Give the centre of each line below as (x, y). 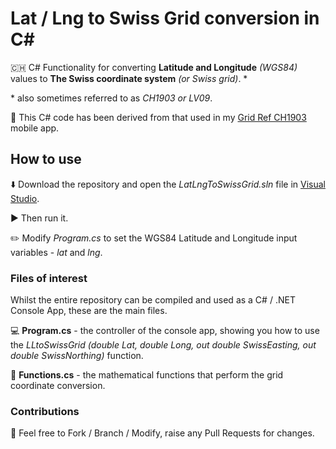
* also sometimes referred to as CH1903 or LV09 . (111, 98)
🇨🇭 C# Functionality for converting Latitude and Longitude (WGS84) (154, 67)
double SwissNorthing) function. (77, 356)
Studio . (25, 198)
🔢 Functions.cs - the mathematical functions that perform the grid (147, 375)
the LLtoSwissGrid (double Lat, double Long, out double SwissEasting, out (163, 345)
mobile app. (35, 128)
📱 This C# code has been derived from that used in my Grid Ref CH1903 (158, 117)
